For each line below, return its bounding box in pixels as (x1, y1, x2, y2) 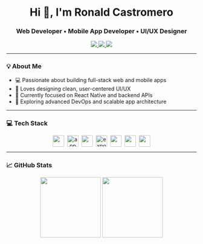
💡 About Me (6, 62, 42, 71)
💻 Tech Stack (6, 119, 48, 127)
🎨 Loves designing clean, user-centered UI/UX (14, 85, 131, 92)
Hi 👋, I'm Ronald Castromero (30, 5, 173, 19)
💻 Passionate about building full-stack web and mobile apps (14, 76, 167, 83)
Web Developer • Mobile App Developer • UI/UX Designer (16, 27, 187, 36)
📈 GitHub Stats (6, 161, 53, 169)
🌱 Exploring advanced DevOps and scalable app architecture (14, 98, 167, 105)
